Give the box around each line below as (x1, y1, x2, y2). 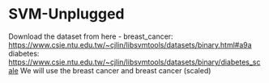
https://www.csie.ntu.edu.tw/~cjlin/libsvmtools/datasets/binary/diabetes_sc (8, 57, 261, 67)
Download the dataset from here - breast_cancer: (8, 31, 173, 41)
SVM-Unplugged (8, 5, 125, 23)
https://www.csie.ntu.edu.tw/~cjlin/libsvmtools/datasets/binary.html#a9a (8, 39, 253, 49)
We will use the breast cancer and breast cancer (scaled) (19, 65, 211, 75)
